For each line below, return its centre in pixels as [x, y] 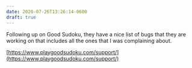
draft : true [21, 17]
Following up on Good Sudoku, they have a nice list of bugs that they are [96, 34]
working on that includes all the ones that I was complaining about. [89, 41]
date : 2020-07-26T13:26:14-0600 [47, 12]
